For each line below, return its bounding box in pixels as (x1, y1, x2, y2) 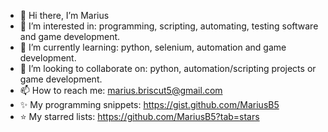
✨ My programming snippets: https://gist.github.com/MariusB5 (19, 99, 280, 110)
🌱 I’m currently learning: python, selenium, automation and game (19, 41, 287, 53)
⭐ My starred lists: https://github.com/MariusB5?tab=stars (19, 111, 260, 122)
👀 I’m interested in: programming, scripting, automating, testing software (19, 20, 319, 32)
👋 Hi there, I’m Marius (19, 10, 110, 21)
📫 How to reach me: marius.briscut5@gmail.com (19, 85, 223, 96)
